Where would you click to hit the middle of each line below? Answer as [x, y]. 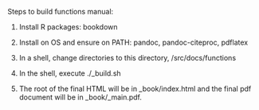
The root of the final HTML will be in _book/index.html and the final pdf [135, 88]
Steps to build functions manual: [61, 12]
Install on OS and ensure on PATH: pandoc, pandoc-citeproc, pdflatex [133, 42]
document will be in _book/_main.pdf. [80, 97]
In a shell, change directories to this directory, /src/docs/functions [128, 58]
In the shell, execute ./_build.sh [70, 73]
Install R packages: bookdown [68, 27]
